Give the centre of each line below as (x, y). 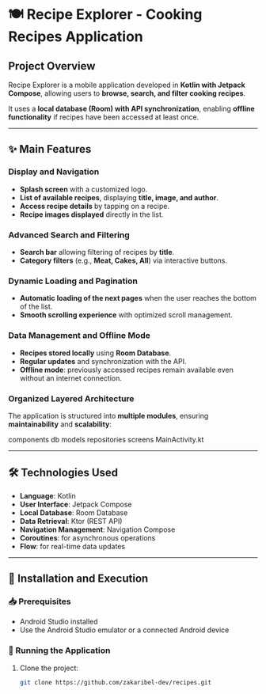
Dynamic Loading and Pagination (73, 281)
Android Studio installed (59, 622)
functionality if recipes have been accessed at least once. (104, 117)
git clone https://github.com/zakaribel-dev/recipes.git (116, 682)
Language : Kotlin (48, 495)
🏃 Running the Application (59, 650)
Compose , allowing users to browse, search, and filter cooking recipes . (127, 93)
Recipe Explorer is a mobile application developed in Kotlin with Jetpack (127, 85)
